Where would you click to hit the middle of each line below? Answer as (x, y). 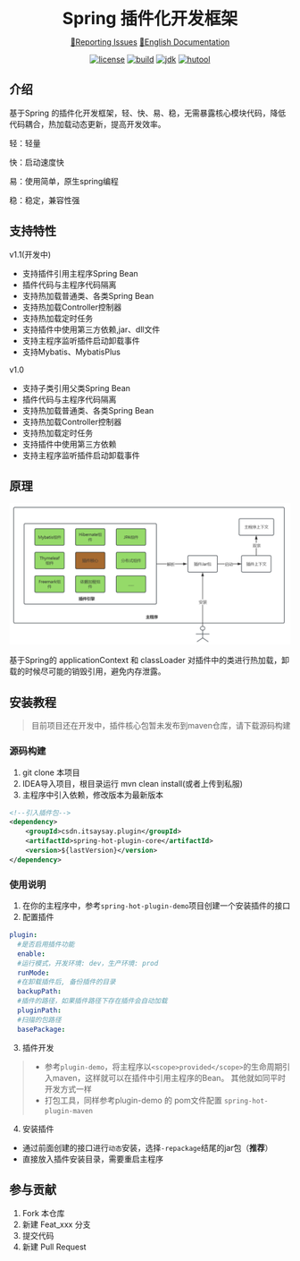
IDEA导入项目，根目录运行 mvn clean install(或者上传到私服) (133, 783)
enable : (32, 954)
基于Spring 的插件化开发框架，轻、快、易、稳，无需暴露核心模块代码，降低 (148, 113)
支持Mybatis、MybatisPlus (71, 352)
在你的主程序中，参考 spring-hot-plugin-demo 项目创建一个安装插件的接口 (156, 906)
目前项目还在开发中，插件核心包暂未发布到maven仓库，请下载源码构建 (161, 726)
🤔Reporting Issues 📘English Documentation (150, 42)
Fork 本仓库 (43, 1213)
